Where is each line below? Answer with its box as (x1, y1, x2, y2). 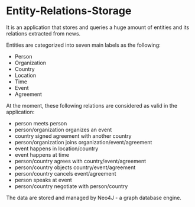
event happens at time (14, 151, 70, 158)
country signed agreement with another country (14, 132, 132, 140)
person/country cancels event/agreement (14, 170, 116, 177)
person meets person (14, 119, 67, 127)
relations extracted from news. (6, 30, 81, 37)
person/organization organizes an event (14, 126, 112, 133)
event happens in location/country (14, 145, 99, 152)
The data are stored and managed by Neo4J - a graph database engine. (6, 194, 182, 201)
